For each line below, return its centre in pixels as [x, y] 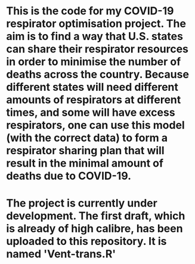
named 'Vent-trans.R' [61, 254]
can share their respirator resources [97, 49]
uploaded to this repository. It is [86, 242]
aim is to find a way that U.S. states [95, 36]
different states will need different [92, 87]
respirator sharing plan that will [86, 151]
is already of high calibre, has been [95, 229]
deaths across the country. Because [98, 74]
